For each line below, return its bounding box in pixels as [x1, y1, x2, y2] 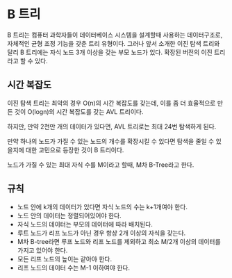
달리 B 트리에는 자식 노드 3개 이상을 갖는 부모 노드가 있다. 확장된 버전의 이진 [7, 48, 213, 56]
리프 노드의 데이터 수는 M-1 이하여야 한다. [17, 263, 131, 272]
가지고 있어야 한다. [17, 246, 68, 254]
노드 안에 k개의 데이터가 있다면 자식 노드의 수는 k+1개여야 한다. [17, 202, 188, 211]
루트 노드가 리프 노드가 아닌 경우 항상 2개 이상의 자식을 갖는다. [17, 229, 186, 237]
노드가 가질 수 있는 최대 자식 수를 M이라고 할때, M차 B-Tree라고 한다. [7, 161, 194, 169]
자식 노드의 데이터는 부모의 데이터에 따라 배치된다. [17, 220, 153, 228]
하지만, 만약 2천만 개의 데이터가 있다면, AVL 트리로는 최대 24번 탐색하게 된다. [7, 122, 217, 131]
